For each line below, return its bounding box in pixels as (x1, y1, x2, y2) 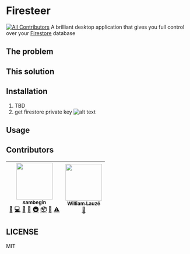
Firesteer (6, 4, 51, 18)
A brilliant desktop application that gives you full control (50, 23, 185, 30)
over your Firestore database (6, 29, 76, 36)
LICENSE (6, 227, 39, 237)
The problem (6, 47, 54, 57)
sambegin (22, 199, 47, 205)
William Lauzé (66, 200, 101, 207)
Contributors (6, 145, 54, 155)
